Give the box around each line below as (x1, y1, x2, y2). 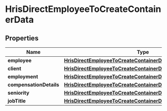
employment (7, 73, 38, 80)
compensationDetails (7, 81, 60, 88)
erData (5, 14, 34, 25)
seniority (7, 90, 30, 96)
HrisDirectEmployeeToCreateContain (5, 3, 162, 15)
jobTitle (7, 98, 26, 104)
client (7, 65, 21, 72)
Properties (5, 34, 39, 42)
